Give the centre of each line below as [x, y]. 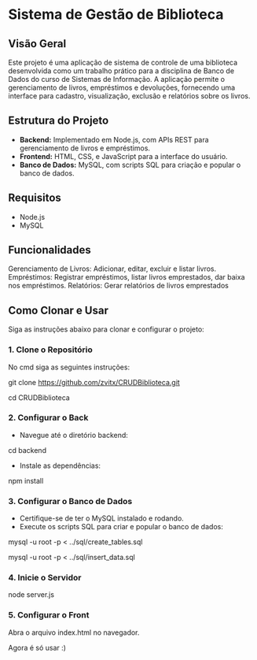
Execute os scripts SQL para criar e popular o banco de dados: [121, 527]
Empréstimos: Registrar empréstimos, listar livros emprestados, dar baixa [127, 277]
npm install [26, 480]
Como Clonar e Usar [58, 310]
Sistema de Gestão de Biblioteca [116, 15]
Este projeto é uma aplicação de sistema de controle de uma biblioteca [123, 62]
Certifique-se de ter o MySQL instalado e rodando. [102, 518]
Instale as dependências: [60, 465]
